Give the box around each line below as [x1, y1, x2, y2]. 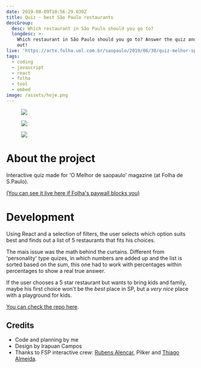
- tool [11, 81, 28, 87]
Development [6, 210, 75, 224]
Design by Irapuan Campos [14, 342, 83, 350]
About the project [6, 151, 96, 165]
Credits [6, 321, 35, 331]
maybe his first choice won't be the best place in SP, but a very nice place [6, 285, 188, 292]
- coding [11, 59, 33, 65]
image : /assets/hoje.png [6, 92, 68, 98]
